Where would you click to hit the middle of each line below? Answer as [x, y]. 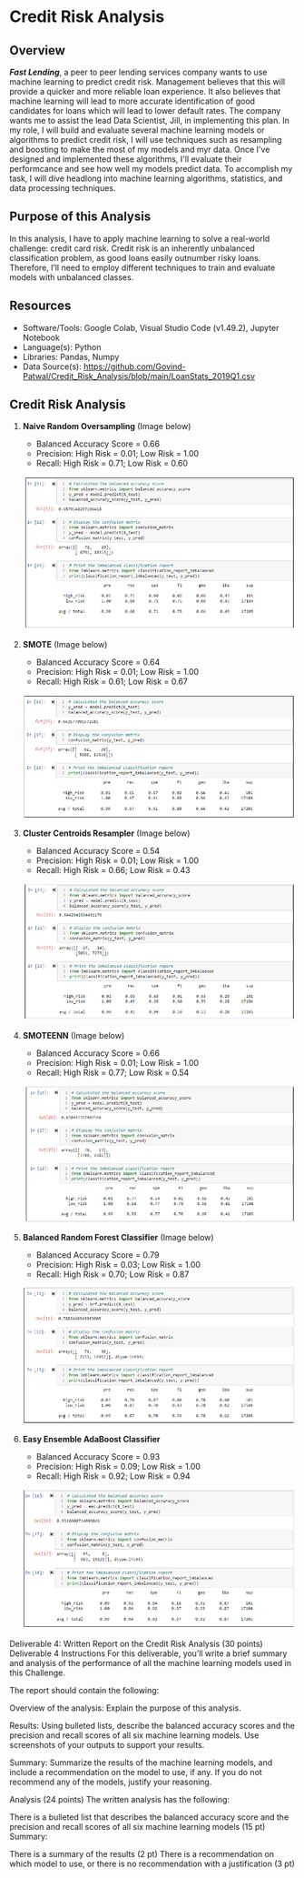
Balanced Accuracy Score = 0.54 [98, 851]
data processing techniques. [63, 188]
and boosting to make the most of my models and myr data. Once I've [140, 149]
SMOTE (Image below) [65, 645]
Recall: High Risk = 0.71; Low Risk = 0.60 [112, 463]
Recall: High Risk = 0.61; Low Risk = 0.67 [112, 682]
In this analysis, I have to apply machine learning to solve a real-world [140, 238]
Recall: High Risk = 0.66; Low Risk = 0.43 [113, 870]
